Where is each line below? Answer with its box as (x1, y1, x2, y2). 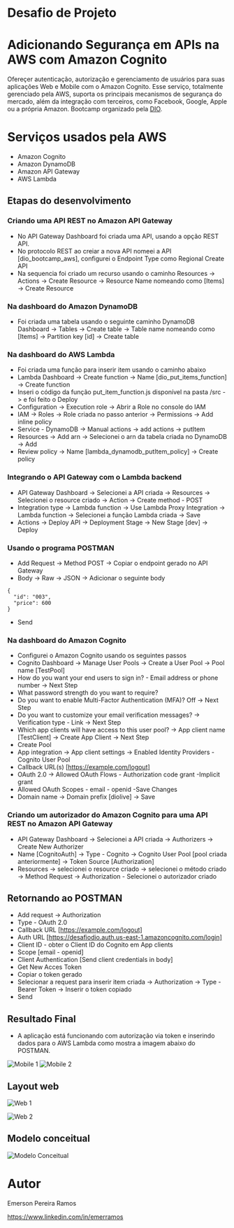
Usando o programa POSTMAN (7, 543, 115, 552)
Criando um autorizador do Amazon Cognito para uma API (7, 810, 208, 820)
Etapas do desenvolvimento (7, 195, 131, 207)
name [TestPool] (17, 667, 65, 675)
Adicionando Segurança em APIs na (7, 37, 220, 53)
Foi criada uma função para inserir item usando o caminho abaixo (17, 365, 206, 374)
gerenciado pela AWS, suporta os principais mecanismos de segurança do (7, 90, 222, 99)
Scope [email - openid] (17, 948, 84, 956)
